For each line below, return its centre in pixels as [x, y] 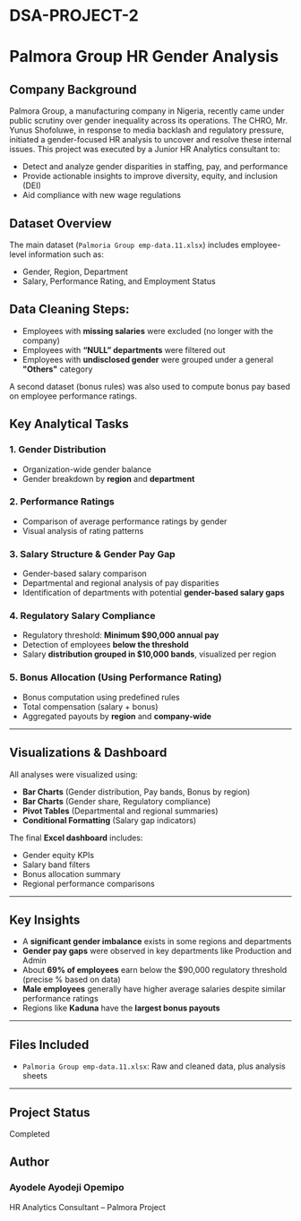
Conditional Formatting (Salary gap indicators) [109, 820]
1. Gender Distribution [58, 450]
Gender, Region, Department [75, 271]
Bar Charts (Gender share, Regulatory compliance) [116, 801]
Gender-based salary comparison [85, 573]
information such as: [66, 254]
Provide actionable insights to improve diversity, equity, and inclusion [150, 176]
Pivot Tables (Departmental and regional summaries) [120, 811]
